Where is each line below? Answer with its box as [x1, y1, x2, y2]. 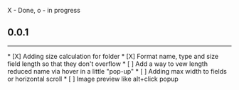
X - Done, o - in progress [7, 6, 80, 14]
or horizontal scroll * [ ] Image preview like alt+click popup [7, 74, 179, 83]
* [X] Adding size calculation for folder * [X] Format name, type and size [7, 52, 219, 60]
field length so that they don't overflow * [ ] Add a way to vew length [7, 60, 208, 68]
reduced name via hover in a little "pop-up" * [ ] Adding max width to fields [7, 67, 228, 75]
